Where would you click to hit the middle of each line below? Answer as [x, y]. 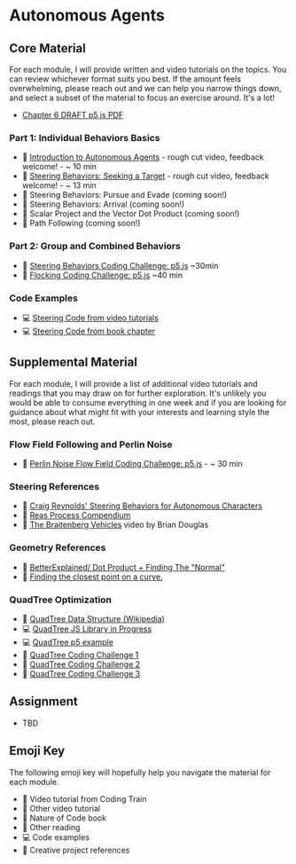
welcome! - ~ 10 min [59, 167]
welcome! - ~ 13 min [59, 185]
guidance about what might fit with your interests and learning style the [140, 412]
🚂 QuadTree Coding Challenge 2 [81, 664]
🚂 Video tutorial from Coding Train [84, 798]
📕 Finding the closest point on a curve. [92, 577]
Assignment [43, 702]
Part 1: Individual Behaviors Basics [85, 137]
